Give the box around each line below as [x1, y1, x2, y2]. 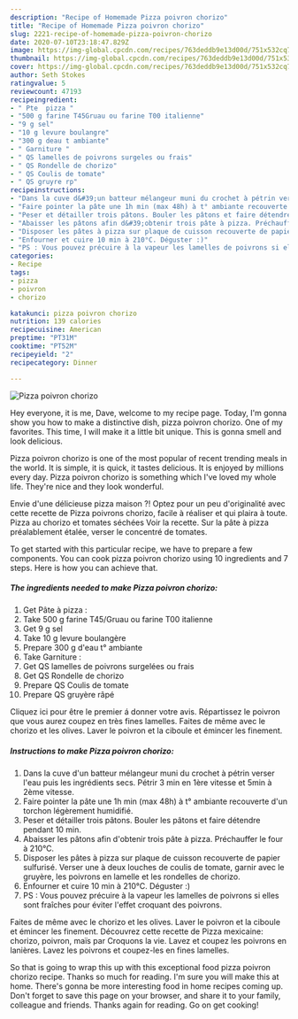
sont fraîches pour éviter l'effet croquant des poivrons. [22, 899, 223, 910]
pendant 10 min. [22, 824, 82, 835]
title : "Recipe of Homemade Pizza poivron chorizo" [10, 21, 204, 30]
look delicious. [10, 436, 63, 446]
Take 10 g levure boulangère [22, 633, 126, 644]
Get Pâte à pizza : [22, 605, 88, 615]
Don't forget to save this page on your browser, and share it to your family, [10, 991, 281, 1001]
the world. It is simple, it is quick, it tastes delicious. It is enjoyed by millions [10, 462, 284, 473]
